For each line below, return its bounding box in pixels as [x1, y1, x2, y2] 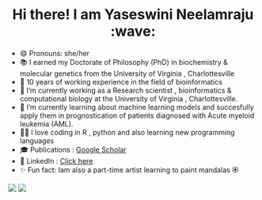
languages [19, 136, 55, 145]
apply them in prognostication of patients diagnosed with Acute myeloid [19, 111, 255, 120]
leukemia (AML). [19, 119, 74, 128]
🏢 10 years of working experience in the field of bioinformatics [19, 77, 223, 86]
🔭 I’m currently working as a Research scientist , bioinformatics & [19, 85, 232, 95]
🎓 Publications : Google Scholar [19, 145, 127, 154]
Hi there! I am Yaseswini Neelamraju [12, 6, 254, 24]
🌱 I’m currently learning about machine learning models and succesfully [19, 102, 255, 111]
